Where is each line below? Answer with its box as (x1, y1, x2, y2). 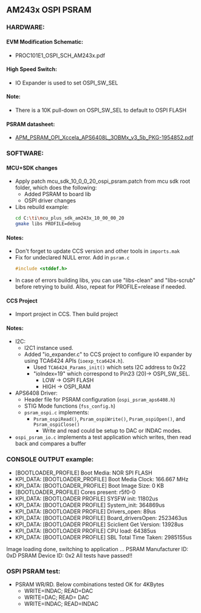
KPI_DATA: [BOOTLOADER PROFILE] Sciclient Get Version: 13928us (15, 521, 184, 528)
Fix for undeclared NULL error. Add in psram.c (15, 254, 130, 261)
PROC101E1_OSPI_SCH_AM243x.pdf (15, 52, 105, 59)
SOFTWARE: (6, 149, 44, 157)
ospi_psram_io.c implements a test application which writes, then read (15, 434, 191, 441)
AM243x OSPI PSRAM (6, 5, 92, 15)
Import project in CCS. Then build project (15, 310, 118, 318)
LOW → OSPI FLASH (42, 377, 94, 384)
